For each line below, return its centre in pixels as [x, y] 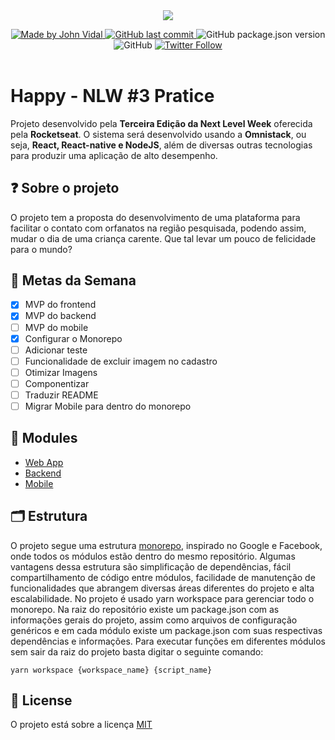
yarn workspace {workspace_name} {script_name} [111, 670]
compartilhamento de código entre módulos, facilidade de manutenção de [163, 577]
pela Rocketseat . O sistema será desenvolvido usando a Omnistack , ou [158, 134]
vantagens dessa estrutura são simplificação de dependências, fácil [151, 566]
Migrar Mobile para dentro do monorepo [108, 406]
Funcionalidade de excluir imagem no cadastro [121, 361]
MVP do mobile [56, 327]
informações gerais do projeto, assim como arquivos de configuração [154, 620]
